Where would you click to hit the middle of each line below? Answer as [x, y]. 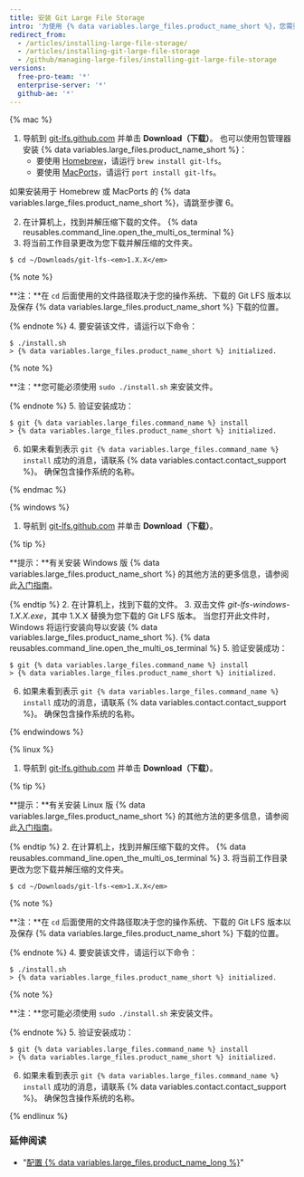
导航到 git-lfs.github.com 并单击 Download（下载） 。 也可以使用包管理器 [157, 138]
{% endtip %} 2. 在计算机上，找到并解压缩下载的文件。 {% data [128, 847]
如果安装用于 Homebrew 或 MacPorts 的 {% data [100, 191]
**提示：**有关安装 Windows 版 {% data [85, 562]
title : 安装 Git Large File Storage [77, 18]
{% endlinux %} [39, 1115]
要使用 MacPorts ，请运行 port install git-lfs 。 [128, 172]
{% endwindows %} [47, 732]
